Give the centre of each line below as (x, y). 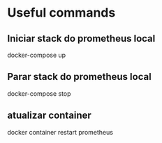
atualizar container (50, 116)
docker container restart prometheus (60, 132)
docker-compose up (37, 55)
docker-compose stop (39, 93)
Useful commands (61, 13)
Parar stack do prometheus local (79, 77)
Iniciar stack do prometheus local (81, 39)
